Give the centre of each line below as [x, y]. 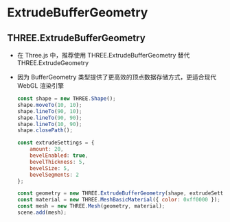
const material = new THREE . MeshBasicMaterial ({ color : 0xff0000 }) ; [119, 200]
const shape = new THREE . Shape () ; [66, 99]
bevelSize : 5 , [50, 168]
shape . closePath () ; [45, 131]
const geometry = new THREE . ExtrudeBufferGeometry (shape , [102, 193]
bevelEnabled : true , [59, 156]
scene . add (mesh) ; [42, 212]
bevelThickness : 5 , [58, 162]
